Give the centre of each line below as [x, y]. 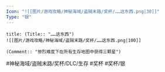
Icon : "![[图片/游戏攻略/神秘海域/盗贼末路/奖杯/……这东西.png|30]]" [83, 11]
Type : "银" [19, 17]
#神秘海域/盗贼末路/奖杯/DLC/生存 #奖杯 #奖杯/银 [66, 63]
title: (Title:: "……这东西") [40, 34]
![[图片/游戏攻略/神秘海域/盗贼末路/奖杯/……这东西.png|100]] [74, 40]
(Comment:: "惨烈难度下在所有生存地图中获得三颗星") [64, 52]
